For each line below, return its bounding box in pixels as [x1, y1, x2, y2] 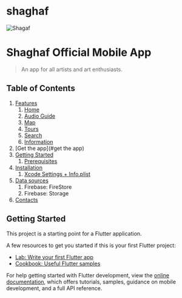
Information [24, 138, 53, 145]
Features [15, 99, 38, 107]
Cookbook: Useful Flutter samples [15, 260, 101, 267]
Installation [15, 164, 43, 171]
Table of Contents [6, 83, 76, 93]
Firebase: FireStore [24, 183, 72, 191]
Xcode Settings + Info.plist [24, 170, 91, 177]
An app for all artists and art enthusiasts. [21, 66, 123, 73]
